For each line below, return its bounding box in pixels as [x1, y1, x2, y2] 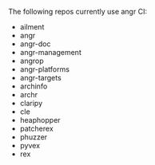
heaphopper [19, 116, 62, 124]
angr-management [19, 48, 81, 57]
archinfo [19, 81, 48, 91]
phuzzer [19, 132, 48, 142]
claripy [19, 99, 43, 108]
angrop [19, 56, 44, 65]
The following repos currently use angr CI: [8, 7, 148, 16]
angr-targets [19, 73, 62, 82]
